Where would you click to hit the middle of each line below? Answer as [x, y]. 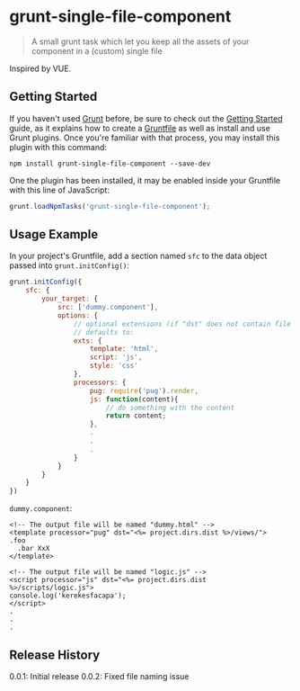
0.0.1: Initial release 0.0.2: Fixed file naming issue [100, 676]
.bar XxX [34, 549]
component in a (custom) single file [97, 50]
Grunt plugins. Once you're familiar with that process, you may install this [145, 138]
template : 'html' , [124, 349]
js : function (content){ [134, 399]
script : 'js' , [116, 357]
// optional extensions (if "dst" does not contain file [182, 324]
